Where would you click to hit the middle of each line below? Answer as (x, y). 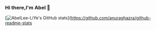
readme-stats (19, 23)
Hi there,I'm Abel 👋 (28, 8)
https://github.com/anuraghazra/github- (111, 18)
